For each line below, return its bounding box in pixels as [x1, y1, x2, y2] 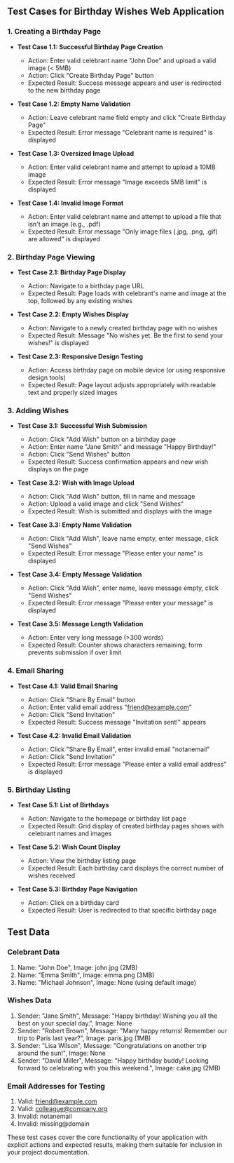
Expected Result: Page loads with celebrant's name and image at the [27, 289, 226, 297]
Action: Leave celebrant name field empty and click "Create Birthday [27, 113, 226, 121]
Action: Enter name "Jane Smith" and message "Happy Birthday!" [27, 443, 216, 451]
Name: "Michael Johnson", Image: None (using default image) [17, 978, 197, 986]
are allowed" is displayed [27, 234, 100, 243]
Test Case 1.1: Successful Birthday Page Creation [17, 42, 163, 51]
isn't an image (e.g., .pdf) [27, 220, 101, 228]
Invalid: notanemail [17, 1112, 72, 1121]
